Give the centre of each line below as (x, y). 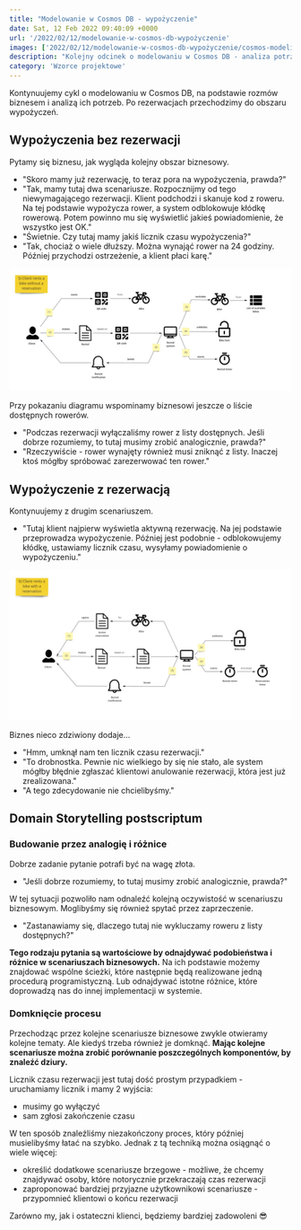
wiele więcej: (34, 1152)
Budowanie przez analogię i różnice (88, 844)
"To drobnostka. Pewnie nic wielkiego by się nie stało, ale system (142, 761)
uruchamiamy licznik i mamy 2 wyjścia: (82, 1089)
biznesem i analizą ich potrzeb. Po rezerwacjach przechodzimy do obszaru (148, 102)
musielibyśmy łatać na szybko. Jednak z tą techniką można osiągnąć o (140, 1142)
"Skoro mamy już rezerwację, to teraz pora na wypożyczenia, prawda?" (154, 179)
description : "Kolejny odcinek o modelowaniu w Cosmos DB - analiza (140, 57)
